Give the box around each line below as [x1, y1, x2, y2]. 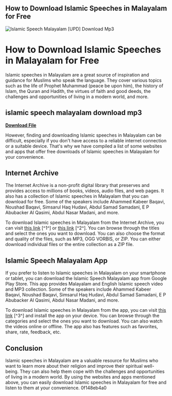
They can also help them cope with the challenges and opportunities [20, 368, 165, 374]
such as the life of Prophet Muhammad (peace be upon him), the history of [5, 82, 163, 89]
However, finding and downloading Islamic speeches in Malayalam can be [5, 132, 162, 138]
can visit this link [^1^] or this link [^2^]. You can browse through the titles [5, 225, 160, 231]
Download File [5, 122, 37, 128]
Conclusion [5, 344, 43, 352]
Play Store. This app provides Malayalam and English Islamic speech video [5, 281, 163, 287]
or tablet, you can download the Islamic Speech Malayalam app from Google [5, 275, 167, 281]
